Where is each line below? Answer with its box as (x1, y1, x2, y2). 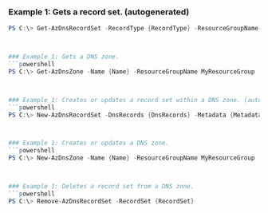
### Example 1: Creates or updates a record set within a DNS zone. (8, 96, 241, 104)
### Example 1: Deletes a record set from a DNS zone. (8, 183, 195, 191)
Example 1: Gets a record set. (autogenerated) (8, 6, 190, 18)
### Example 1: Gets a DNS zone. (8, 53, 120, 61)
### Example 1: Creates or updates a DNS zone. (8, 139, 170, 148)
